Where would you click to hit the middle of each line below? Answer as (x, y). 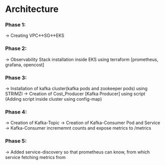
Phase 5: (16, 141)
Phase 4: (16, 112)
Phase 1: (15, 25)
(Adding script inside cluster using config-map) (54, 99)
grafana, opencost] (25, 65)
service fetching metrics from (36, 157)
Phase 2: (16, 48)
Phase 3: (16, 77)
